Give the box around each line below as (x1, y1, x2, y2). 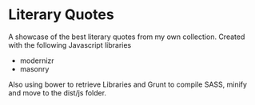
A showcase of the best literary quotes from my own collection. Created (8, 32, 245, 41)
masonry (19, 64, 50, 73)
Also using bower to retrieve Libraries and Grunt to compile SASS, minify (8, 80, 248, 89)
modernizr (19, 56, 54, 65)
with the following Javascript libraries (8, 40, 132, 49)
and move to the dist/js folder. (8, 87, 106, 97)
